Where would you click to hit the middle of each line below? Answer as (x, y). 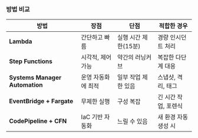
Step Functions (31, 61)
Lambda (21, 41)
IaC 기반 (92, 117)
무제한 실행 (95, 101)
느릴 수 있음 (132, 121)
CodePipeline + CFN (38, 121)
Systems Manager (35, 78)
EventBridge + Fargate (41, 101)
